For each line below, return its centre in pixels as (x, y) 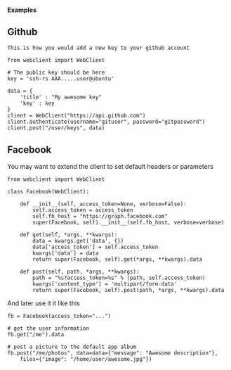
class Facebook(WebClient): (48, 192)
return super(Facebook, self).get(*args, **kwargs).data (117, 260)
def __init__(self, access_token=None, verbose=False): (104, 204)
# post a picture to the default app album (72, 347)
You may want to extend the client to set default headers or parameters (111, 167)
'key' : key (37, 103)
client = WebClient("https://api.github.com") (77, 116)
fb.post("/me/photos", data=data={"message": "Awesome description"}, (113, 353)
